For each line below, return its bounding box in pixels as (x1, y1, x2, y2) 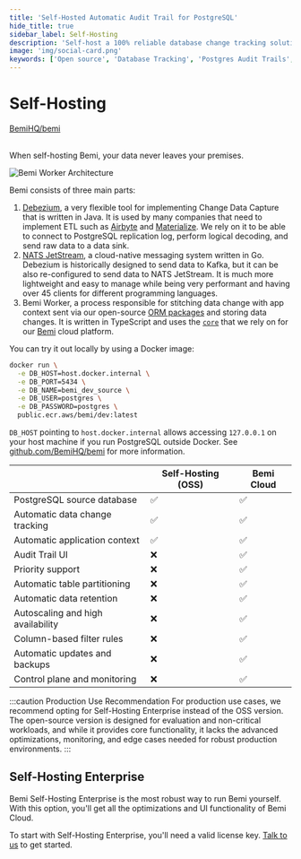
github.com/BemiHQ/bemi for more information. (9, 446, 185, 457)
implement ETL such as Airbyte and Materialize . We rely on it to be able (21, 221, 287, 231)
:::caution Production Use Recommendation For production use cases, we (9, 696, 281, 707)
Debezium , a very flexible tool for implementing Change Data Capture (21, 202, 279, 213)
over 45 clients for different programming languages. (21, 288, 218, 299)
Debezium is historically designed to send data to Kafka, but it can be (21, 259, 279, 270)
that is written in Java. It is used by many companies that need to (21, 212, 262, 222)
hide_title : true (9, 22, 74, 30)
